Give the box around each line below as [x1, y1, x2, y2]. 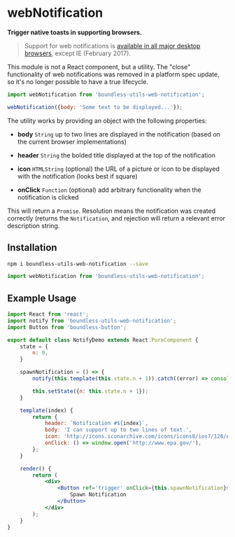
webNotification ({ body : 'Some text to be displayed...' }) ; [7, 104, 183, 111]
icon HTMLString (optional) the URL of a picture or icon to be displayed [17, 165, 220, 173]
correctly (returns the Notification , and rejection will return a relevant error [7, 214, 226, 222]
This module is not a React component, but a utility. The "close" [7, 62, 191, 71]
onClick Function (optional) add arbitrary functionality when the [17, 186, 201, 194]
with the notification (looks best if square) [17, 172, 138, 180]
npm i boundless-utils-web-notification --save [7, 260, 149, 267]
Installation [7, 242, 57, 253]
